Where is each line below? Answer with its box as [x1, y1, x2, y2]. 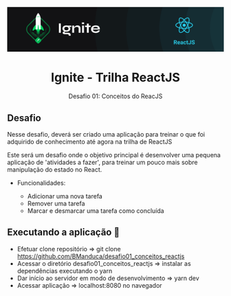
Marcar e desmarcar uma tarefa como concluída [27, 207, 164, 215]
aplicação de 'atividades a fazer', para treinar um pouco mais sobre [7, 158, 198, 167]
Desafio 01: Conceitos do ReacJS [68, 92, 163, 100]
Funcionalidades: [16, 179, 66, 187]
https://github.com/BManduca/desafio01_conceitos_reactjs [16, 252, 185, 260]
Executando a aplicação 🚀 [7, 227, 120, 238]
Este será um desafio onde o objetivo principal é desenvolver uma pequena [7, 151, 221, 159]
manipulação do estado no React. [7, 166, 102, 174]
